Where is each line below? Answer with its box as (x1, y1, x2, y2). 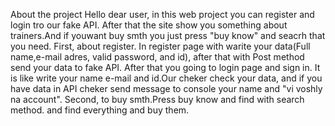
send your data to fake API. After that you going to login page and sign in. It (10, 62, 321, 73)
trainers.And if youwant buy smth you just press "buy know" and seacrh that (10, 30, 326, 41)
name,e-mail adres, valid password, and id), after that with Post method (10, 51, 305, 63)
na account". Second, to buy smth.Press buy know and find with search (10, 94, 305, 105)
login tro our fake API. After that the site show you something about (10, 19, 288, 31)
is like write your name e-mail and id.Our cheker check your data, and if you (10, 72, 323, 84)
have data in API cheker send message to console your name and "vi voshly (10, 83, 323, 94)
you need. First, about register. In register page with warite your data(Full (10, 40, 311, 52)
